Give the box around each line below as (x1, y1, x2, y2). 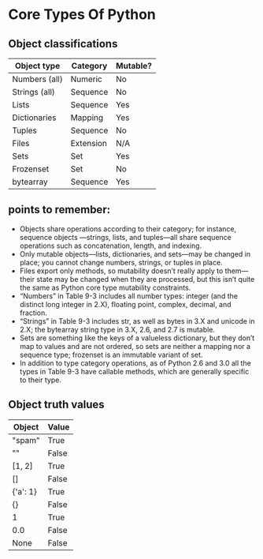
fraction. (19, 308, 47, 317)
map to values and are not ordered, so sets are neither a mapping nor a (19, 341, 250, 351)
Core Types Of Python (8, 6, 156, 24)
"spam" (12, 434, 41, 445)
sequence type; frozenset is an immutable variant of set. (19, 350, 203, 359)
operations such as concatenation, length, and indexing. (19, 241, 202, 250)
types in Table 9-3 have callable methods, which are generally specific (19, 366, 250, 376)
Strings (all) (12, 87, 55, 97)
